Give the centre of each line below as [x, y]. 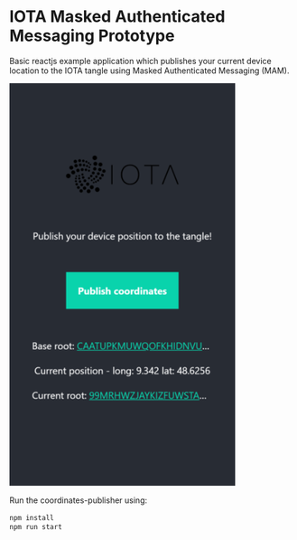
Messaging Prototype [92, 36]
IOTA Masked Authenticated [117, 17]
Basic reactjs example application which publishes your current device [141, 61]
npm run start [36, 526]
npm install [32, 517]
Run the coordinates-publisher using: [79, 500]
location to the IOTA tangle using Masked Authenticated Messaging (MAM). [149, 71]
